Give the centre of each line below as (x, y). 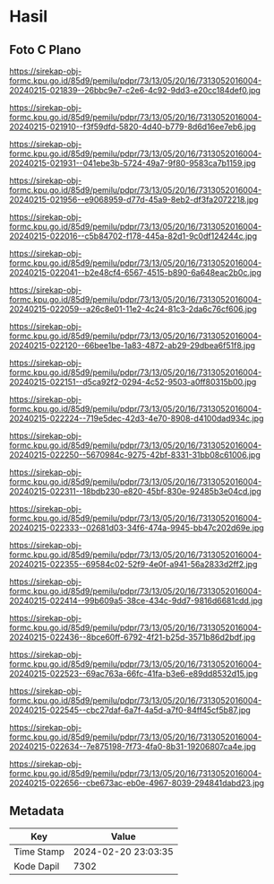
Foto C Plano (45, 50)
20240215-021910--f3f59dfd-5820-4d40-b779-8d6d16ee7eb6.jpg (133, 127)
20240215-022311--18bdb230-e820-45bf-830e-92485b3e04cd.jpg (135, 491)
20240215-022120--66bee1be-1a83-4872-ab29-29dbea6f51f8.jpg (133, 346)
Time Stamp (39, 852)
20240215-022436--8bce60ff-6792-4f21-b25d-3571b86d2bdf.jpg (133, 637)
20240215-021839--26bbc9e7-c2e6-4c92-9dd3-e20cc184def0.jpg (135, 90)
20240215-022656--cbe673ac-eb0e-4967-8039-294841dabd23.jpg (137, 783)
